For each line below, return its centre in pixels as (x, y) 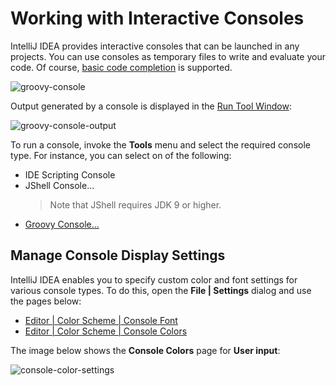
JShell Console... (59, 185)
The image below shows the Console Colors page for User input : (145, 350)
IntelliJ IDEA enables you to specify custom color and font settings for (154, 279)
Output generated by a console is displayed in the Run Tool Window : (151, 106)
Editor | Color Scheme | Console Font (101, 320)
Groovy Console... (62, 224)
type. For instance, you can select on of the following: (121, 155)
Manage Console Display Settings (118, 255)
